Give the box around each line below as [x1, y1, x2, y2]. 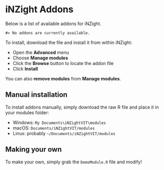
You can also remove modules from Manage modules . [5, 75, 121, 81]
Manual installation [5, 91, 68, 99]
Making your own [5, 145, 62, 154]
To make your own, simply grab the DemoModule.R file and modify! [5, 159, 142, 165]
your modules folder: [5, 109, 50, 116]
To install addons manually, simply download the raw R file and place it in [5, 104, 159, 110]
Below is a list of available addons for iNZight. [5, 20, 101, 27]
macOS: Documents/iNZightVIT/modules [12, 124, 96, 131]
